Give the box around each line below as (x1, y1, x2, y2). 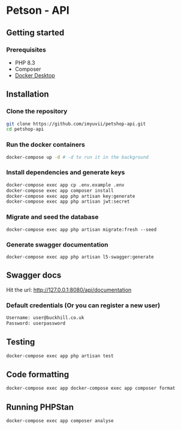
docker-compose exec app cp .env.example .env (6, 182, 125, 188)
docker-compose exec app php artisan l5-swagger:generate (6, 254, 154, 260)
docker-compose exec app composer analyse (6, 417, 114, 423)
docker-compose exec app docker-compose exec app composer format (6, 385, 176, 392)
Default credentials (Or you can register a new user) (6, 301, 161, 309)
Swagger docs (6, 270, 62, 281)
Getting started (6, 28, 65, 38)
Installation (6, 89, 49, 100)
